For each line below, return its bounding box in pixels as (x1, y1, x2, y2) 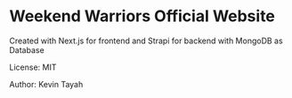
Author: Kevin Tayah (9, 79, 84, 89)
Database (9, 44, 45, 55)
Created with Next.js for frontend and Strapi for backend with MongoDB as (9, 35, 283, 46)
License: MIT (9, 62, 57, 72)
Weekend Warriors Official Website (9, 6, 276, 26)
